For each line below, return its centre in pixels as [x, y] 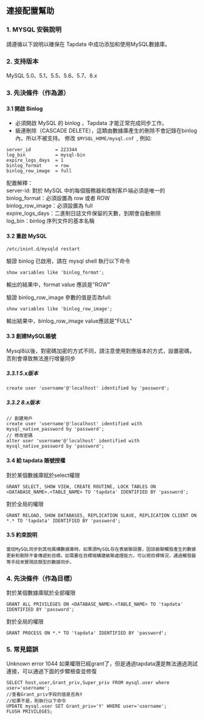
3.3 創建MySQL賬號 [31, 336]
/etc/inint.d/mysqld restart [43, 249]
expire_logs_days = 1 [35, 160]
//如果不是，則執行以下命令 [36, 701]
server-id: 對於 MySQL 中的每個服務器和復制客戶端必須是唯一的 [86, 190]
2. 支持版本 [22, 61]
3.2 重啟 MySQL [27, 236]
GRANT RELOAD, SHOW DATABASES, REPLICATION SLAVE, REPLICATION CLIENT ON [102, 515]
